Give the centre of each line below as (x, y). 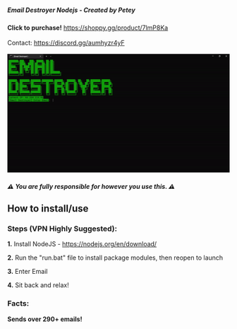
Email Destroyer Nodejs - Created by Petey (71, 10)
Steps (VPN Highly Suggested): (62, 229)
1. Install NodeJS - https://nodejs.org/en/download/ (82, 244)
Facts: (18, 304)
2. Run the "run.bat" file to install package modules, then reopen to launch (115, 258)
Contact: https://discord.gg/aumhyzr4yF (66, 42)
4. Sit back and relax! (38, 285)
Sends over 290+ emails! (45, 319)
